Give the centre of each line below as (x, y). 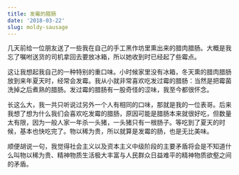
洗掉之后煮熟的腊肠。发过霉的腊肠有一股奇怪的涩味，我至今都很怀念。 (110, 90)
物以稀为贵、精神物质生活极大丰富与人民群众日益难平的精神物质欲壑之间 (126, 155)
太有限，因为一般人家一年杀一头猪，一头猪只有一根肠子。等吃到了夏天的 (113, 123)
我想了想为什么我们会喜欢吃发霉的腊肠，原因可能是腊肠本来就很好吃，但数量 (119, 113)
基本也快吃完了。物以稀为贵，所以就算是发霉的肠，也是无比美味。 (116, 131)
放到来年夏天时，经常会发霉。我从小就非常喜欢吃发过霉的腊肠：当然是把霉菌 (119, 81)
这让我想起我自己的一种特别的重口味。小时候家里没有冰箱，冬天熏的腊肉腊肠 (119, 72)
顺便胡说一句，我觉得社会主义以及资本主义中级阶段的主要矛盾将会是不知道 (116, 147)
